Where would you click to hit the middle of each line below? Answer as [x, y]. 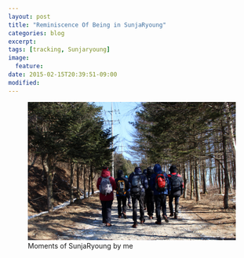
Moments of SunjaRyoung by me [80, 246]
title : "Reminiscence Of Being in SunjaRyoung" [87, 25]
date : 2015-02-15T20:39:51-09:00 [63, 74]
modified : [24, 82]
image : [19, 58]
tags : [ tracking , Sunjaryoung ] [59, 50]
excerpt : [22, 42]
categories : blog [36, 33]
